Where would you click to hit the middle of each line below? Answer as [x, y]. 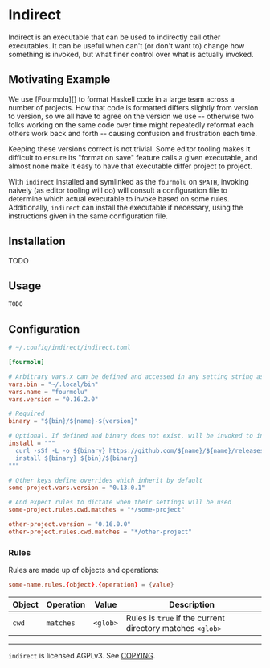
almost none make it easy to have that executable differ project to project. [131, 166]
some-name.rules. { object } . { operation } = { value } [91, 585]
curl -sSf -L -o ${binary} [61, 450]
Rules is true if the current [175, 618]
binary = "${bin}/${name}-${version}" [73, 421]
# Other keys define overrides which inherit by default [106, 480]
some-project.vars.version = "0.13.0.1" [77, 488]
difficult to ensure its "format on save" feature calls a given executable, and [133, 157]
